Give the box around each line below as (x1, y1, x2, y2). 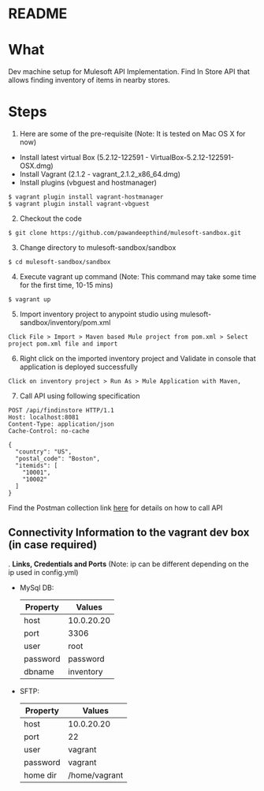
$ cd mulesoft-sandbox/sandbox (8, 258, 111, 267)
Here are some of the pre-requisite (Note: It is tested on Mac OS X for (19, 129, 246, 139)
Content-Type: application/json (8, 420, 114, 428)
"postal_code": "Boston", (15, 455, 101, 463)
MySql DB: (19, 583, 54, 592)
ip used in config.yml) (8, 567, 79, 576)
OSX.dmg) (19, 161, 54, 170)
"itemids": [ (15, 462, 58, 470)
